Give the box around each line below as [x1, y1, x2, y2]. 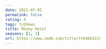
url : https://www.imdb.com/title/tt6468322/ [5, 36, 101, 41]
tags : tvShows [5, 21, 36, 27]
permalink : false [5, 12, 42, 17]
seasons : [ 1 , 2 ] [5, 31, 40, 36]
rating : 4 [5, 17, 26, 22]
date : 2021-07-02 [5, 7, 42, 13]
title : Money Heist [5, 27, 47, 32]
